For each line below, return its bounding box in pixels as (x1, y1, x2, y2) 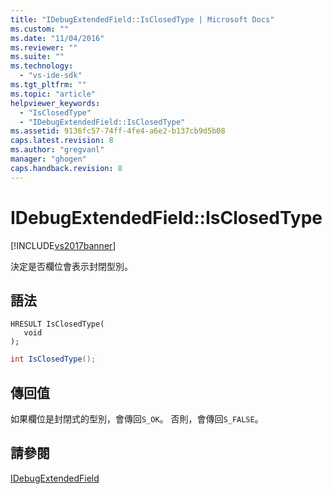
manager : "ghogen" (10, 154, 87, 164)
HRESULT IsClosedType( (10, 319, 105, 330)
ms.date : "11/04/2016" (10, 33, 105, 43)
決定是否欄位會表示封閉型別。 (10, 260, 133, 272)
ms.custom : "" (10, 24, 70, 34)
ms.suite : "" (10, 52, 65, 62)
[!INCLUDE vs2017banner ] (10, 239, 117, 251)
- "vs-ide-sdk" (19, 71, 83, 81)
